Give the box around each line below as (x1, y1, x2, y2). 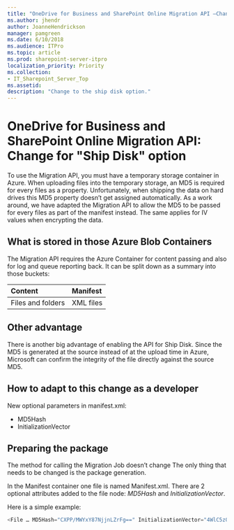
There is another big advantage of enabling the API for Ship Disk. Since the (7, 340, 223, 348)
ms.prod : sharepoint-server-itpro (7, 56, 108, 63)
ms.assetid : (7, 82, 42, 89)
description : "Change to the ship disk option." (7, 88, 151, 95)
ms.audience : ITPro (7, 43, 64, 50)
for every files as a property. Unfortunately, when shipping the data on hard (7, 186, 224, 194)
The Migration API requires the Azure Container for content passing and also (7, 255, 227, 263)
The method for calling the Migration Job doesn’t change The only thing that (7, 461, 226, 469)
